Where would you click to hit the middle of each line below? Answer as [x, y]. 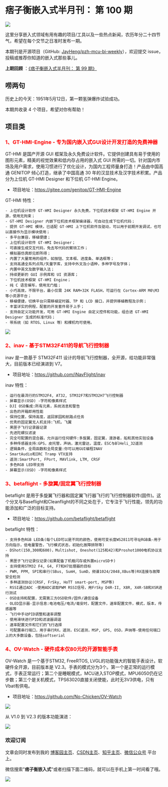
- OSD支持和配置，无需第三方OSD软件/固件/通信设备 [52, 599]
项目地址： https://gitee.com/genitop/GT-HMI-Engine [67, 190]
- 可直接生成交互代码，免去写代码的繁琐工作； [47, 248]
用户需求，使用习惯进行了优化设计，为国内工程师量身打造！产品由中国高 [89, 166]
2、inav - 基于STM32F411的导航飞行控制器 [57, 345]
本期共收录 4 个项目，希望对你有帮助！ [45, 109]
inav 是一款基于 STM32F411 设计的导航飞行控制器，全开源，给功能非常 [78, 357]
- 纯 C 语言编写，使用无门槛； [33, 285]
